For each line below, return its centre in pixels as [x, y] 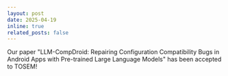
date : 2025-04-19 [32, 20]
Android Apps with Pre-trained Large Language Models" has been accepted [114, 60]
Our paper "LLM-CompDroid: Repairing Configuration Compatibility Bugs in [113, 52]
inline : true [26, 26]
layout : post [26, 13]
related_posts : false [38, 33]
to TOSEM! [22, 66]
